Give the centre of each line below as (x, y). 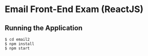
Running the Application (44, 28)
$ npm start (17, 48)
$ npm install (20, 44)
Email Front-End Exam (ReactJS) (74, 9)
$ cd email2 (17, 39)
